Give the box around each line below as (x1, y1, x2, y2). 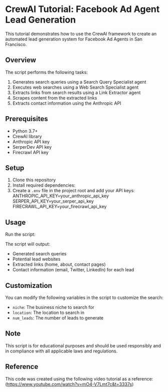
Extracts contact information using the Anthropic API (12, 100, 121, 106)
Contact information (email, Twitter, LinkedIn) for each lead (12, 267, 134, 273)
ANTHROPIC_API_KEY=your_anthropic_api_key (12, 193, 109, 199)
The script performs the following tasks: (5, 69, 88, 75)
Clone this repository (12, 177, 56, 183)
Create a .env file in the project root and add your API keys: (12, 188, 135, 194)
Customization (5, 281, 53, 290)
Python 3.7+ (12, 128, 38, 134)
